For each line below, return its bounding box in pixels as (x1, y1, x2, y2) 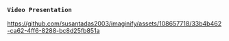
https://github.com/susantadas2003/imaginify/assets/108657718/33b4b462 (7, 19, 221, 28)
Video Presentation (7, 6, 72, 13)
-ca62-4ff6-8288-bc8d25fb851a (7, 27, 100, 35)
